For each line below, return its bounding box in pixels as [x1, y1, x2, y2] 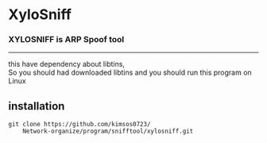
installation [8, 99, 65, 113]
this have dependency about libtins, [8, 60, 126, 69]
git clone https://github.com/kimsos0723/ [8, 121, 151, 129]
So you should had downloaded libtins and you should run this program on [8, 68, 252, 77]
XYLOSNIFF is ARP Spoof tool [8, 34, 125, 45]
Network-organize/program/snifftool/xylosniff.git [22, 127, 194, 136]
